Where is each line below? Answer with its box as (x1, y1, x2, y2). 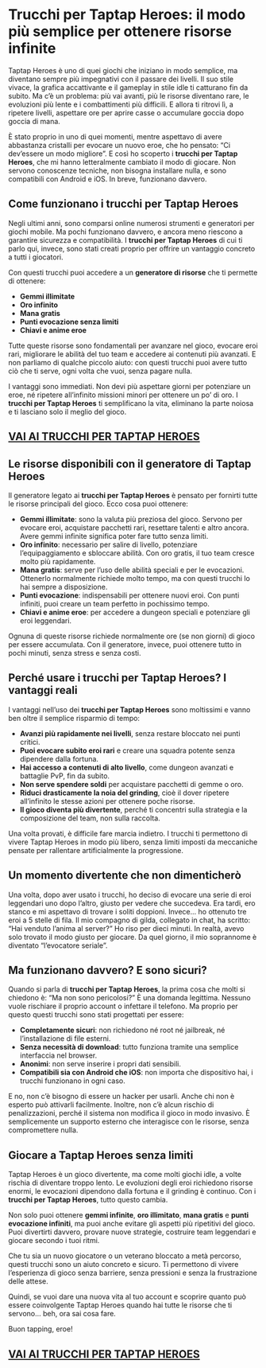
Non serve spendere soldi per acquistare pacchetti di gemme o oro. (19, 779, 244, 789)
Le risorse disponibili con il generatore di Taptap (8, 457, 252, 470)
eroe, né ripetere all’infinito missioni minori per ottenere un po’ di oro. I (8, 390, 238, 399)
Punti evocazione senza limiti (19, 317, 119, 326)
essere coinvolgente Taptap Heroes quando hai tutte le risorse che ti (8, 1300, 233, 1310)
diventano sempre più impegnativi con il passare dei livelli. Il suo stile (8, 74, 234, 84)
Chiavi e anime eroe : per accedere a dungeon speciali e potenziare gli (19, 607, 251, 617)
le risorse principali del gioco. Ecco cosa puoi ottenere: (8, 499, 189, 509)
